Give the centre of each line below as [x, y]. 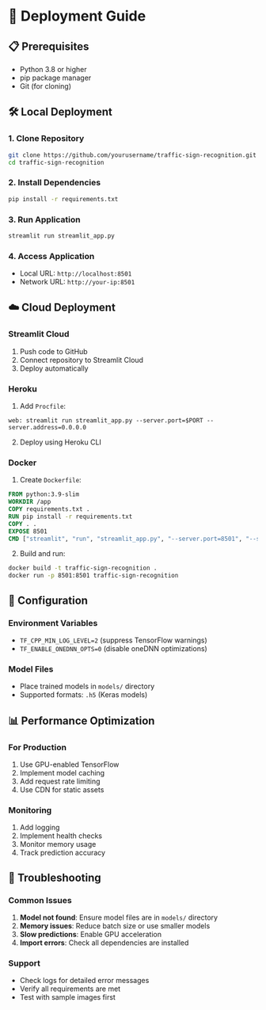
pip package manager [55, 78]
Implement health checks [61, 836]
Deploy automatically [54, 368]
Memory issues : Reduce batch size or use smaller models [115, 925]
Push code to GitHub [54, 351]
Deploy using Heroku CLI [60, 442]
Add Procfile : [42, 406]
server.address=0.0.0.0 [47, 428]
